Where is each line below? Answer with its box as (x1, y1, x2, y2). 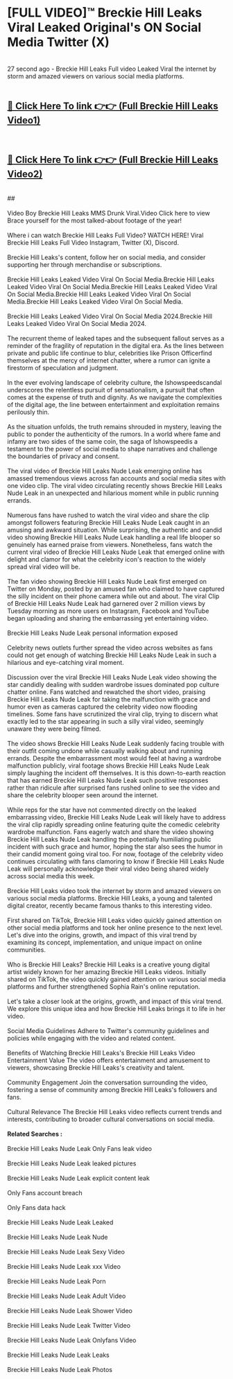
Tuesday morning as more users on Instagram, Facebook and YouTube (7, 607, 209, 615)
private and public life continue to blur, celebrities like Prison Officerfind (7, 349, 213, 357)
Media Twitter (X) (7, 35, 110, 50)
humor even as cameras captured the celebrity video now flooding (7, 702, 198, 711)
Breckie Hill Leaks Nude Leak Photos (7, 1365, 113, 1373)
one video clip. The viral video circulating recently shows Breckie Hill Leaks (7, 481, 223, 489)
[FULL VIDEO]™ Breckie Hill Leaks (7, 5, 202, 21)
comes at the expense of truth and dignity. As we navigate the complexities (7, 393, 223, 401)
